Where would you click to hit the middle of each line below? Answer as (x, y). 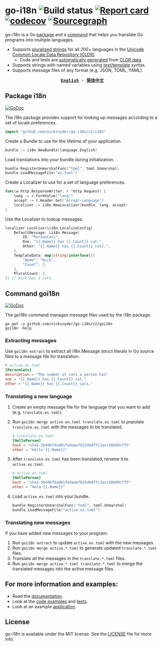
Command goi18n (32, 294)
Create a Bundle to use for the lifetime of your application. (63, 141)
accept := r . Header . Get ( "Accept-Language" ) (59, 200)
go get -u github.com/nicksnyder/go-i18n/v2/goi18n (59, 324)
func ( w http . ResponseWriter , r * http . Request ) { (56, 192)
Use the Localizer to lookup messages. (44, 219)
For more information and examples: (62, 584)
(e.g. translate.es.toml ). (37, 412)
